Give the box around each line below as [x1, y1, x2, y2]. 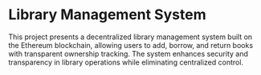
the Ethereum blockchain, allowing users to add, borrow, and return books [8, 40, 254, 49]
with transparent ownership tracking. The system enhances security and [8, 49, 249, 58]
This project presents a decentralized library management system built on [8, 32, 253, 41]
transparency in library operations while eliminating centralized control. [8, 57, 243, 67]
